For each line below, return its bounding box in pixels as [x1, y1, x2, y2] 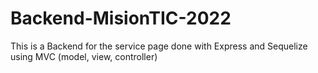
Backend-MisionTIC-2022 [10, 7, 232, 30]
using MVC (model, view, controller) [10, 50, 158, 62]
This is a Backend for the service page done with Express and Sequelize [10, 40, 308, 52]
